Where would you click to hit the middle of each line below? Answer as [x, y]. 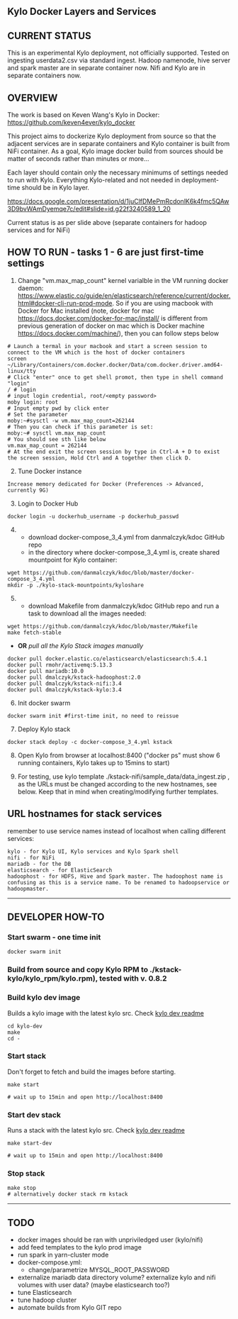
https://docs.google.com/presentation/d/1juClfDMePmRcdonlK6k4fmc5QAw [118, 201]
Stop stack [26, 1174]
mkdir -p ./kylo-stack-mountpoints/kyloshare [75, 585]
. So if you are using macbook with [163, 303]
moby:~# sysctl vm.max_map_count [57, 433]
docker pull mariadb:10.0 [45, 671]
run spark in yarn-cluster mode [63, 1255]
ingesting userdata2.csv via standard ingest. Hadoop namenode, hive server [119, 60]
